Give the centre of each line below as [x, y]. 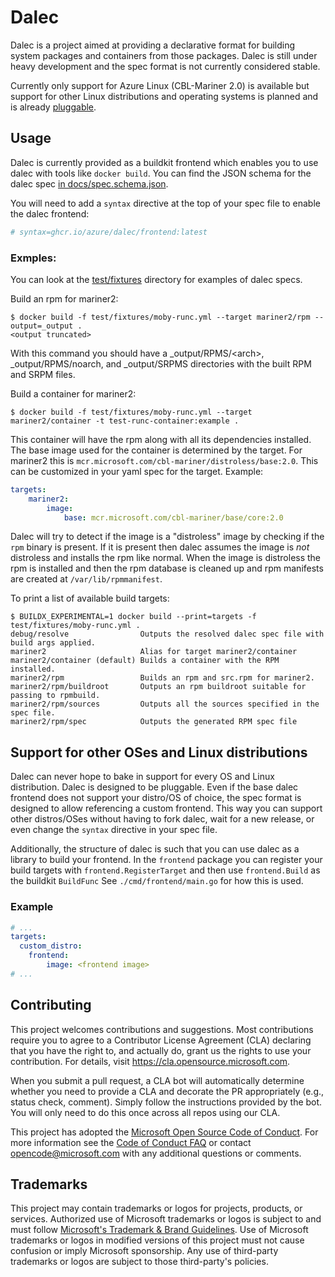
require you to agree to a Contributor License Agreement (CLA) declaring [161, 1040]
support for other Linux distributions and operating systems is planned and [164, 96]
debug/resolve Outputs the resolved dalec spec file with [167, 634]
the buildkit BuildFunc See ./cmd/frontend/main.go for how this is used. [157, 881]
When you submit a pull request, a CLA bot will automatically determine [157, 1080]
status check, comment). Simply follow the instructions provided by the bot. [166, 1102]
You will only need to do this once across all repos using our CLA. [145, 1112]
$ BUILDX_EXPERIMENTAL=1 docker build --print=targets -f [133, 617]
